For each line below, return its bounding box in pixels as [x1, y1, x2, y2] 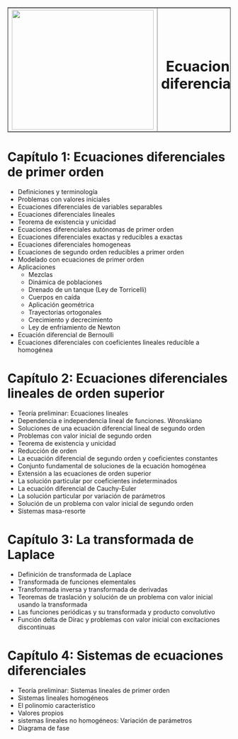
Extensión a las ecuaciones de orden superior [17, 469, 152, 478]
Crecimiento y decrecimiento [28, 315, 113, 324]
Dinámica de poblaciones [28, 278, 103, 286]
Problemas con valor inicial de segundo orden [17, 431, 152, 440]
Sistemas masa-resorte [17, 507, 86, 515]
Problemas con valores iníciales [17, 195, 110, 203]
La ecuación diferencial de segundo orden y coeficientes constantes [17, 453, 218, 463]
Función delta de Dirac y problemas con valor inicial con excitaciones [17, 615, 220, 624]
